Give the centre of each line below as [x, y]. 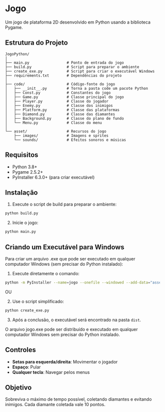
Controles [21, 350]
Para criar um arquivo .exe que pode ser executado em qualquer [70, 258]
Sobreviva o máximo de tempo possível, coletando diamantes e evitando [79, 399]
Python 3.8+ [25, 167]
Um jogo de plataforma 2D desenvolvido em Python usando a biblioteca [78, 22]
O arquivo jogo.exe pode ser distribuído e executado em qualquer [71, 329]
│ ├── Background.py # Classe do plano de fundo [65, 118]
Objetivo [18, 387]
